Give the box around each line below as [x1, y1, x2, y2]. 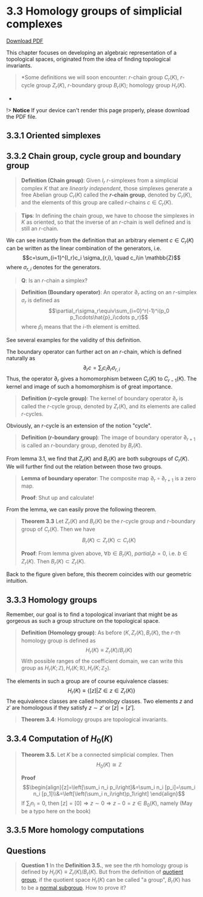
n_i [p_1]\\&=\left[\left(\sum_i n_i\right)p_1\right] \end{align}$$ [33, 790, 185, 798]
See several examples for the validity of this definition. [6, 337, 141, 344]
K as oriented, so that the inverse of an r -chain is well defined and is [21, 218, 192, 226]
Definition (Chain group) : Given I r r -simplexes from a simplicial [21, 176, 178, 186]
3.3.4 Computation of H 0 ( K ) [6, 733, 113, 745]
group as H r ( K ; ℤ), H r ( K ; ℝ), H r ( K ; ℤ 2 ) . [21, 664, 111, 673]
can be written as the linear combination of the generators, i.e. [6, 244, 162, 252]
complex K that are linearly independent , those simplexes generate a [21, 184, 192, 192]
